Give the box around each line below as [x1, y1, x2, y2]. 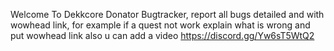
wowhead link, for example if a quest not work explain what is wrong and [10, 19, 311, 31]
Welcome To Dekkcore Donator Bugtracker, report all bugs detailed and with [10, 9, 325, 20]
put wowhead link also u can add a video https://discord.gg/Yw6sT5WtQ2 [10, 30, 315, 41]
